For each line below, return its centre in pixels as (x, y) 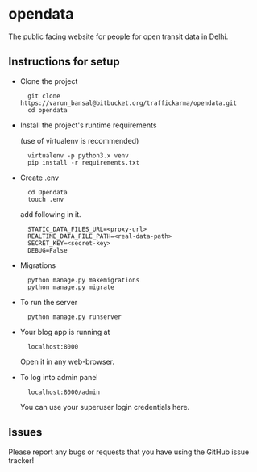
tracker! (21, 460)
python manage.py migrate (71, 287)
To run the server (49, 302)
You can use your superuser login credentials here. (105, 407)
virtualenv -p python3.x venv (78, 155)
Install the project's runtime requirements (88, 125)
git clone (44, 96)
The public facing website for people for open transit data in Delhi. (118, 36)
